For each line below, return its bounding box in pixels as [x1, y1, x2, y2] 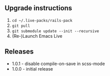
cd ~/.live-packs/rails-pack [11, 18, 73, 23]
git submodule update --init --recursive [11, 28, 99, 34]
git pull [11, 23, 30, 28]
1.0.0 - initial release [11, 66, 53, 72]
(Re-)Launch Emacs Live [11, 33, 63, 39]
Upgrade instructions [4, 4, 73, 12]
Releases [4, 47, 34, 56]
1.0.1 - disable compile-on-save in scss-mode [11, 61, 105, 67]
